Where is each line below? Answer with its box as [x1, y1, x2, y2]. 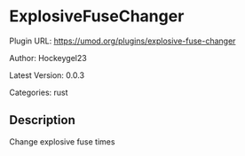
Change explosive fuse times [9, 136, 115, 147]
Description [9, 113, 75, 128]
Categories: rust [9, 87, 68, 97]
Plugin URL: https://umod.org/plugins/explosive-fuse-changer [9, 35, 236, 46]
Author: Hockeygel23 [9, 52, 87, 63]
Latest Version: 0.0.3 [9, 69, 85, 81]
